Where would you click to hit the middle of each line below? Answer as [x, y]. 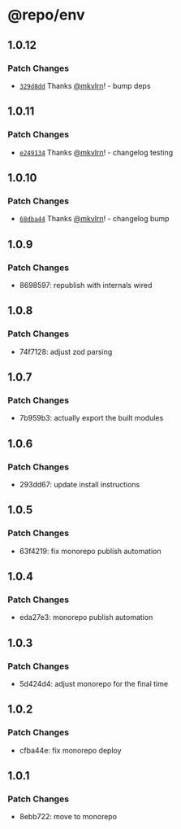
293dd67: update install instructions [80, 484]
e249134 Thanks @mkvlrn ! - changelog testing [96, 152]
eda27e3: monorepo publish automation [86, 617]
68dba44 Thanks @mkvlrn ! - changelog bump [94, 219]
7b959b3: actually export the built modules [91, 418]
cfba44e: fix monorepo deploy [71, 750]
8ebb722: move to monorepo [68, 817]
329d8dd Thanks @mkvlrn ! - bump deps [85, 85]
